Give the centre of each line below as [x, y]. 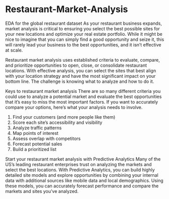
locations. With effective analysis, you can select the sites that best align [81, 70]
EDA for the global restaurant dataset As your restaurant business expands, [84, 23]
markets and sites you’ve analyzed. [42, 191]
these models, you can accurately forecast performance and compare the [82, 186]
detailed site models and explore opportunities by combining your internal [82, 175]
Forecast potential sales [37, 144]
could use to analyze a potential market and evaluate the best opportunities [83, 96]
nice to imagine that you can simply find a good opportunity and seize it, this [85, 39]
